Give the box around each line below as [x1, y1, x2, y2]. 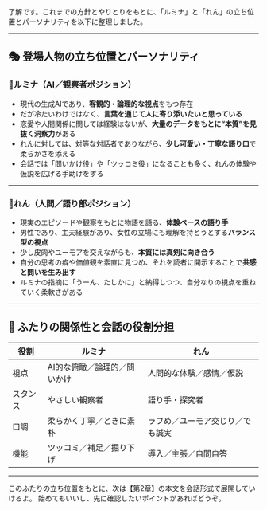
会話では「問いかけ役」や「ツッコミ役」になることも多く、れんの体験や [19, 159, 257, 168]
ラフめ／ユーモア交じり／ [147, 415, 244, 426]
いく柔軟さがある [26, 287, 83, 296]
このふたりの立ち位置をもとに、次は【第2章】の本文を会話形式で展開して [8, 483, 249, 492]
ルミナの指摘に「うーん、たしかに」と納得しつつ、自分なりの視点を [19, 277, 242, 287]
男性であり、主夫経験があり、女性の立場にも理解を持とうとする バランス [19, 227, 256, 237]
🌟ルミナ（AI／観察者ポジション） [8, 79, 137, 90]
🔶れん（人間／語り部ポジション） [8, 198, 137, 209]
